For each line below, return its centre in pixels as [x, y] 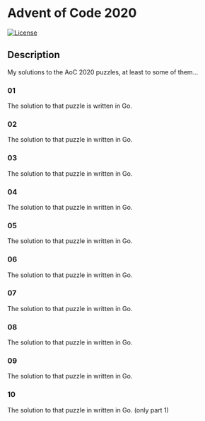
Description [34, 55]
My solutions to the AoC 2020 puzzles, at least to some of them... [103, 72]
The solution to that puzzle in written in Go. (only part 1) [88, 410]
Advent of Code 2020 [72, 13]
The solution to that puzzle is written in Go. [70, 106]
